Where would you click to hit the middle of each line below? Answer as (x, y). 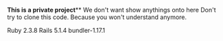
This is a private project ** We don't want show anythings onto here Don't (111, 10)
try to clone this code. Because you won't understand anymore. (97, 17)
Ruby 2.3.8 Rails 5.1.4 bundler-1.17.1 (56, 30)
